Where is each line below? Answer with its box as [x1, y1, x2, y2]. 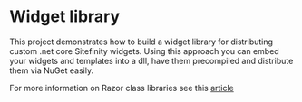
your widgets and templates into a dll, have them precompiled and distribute [9, 55, 294, 66]
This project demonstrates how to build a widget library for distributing [9, 36, 274, 47]
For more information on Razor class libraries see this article [9, 82, 234, 93]
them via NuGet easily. [9, 65, 93, 76]
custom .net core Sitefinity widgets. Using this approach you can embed [9, 45, 279, 56]
